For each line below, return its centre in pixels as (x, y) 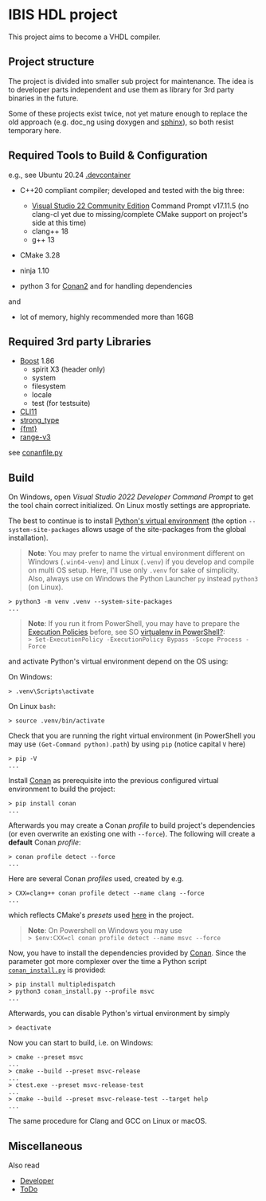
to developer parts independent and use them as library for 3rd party (121, 89)
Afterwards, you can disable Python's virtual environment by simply (119, 1014)
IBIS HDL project (63, 15)
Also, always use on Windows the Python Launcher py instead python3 (143, 579)
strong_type (39, 420)
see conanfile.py (35, 453)
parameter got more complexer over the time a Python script (108, 962)
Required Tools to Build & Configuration (108, 156)
